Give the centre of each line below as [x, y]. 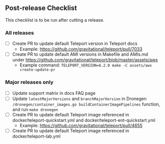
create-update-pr [38, 70]
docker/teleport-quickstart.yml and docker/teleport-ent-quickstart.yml [84, 120]
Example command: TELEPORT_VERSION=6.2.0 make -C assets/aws [86, 65]
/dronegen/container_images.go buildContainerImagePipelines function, [86, 104]
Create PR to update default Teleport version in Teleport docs [75, 43]
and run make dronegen [35, 109]
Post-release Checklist [41, 8]
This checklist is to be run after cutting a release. [55, 20]
